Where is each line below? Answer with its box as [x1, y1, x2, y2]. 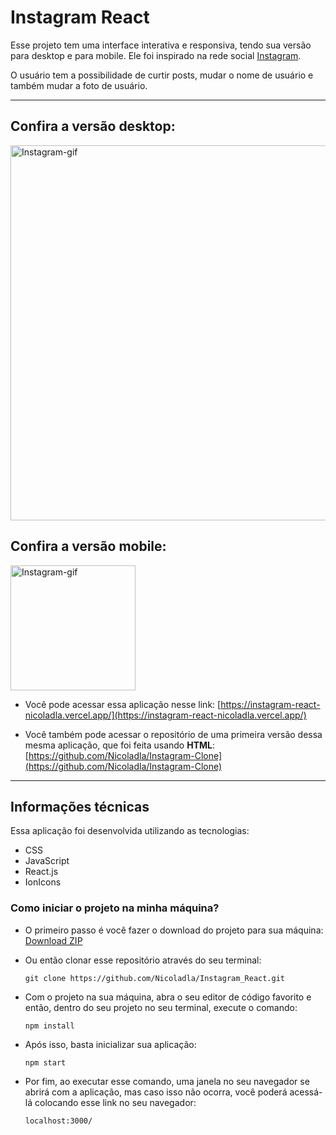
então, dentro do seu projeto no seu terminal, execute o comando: [24, 1001, 298, 1013]
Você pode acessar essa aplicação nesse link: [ [24, 698, 222, 710]
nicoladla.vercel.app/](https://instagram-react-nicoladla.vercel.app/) [24, 709, 307, 721]
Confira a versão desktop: [10, 118, 176, 135]
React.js [24, 866, 59, 878]
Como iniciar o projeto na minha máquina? [10, 901, 220, 915]
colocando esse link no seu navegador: [34, 1096, 197, 1108]
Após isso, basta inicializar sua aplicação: [24, 1038, 197, 1050]
